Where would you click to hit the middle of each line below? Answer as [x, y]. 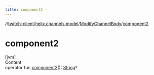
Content [13, 62]
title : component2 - [26, 10]
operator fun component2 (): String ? [41, 67]
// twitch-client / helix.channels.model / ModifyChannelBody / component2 [77, 24]
